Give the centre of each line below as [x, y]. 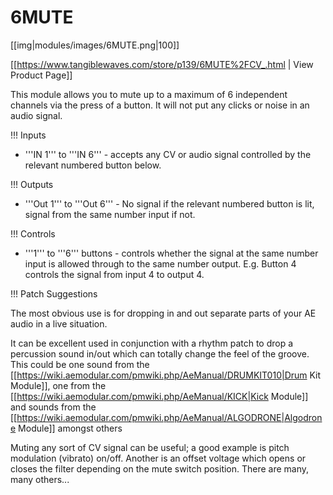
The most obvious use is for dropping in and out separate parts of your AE [163, 313]
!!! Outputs [32, 184]
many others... [40, 479]
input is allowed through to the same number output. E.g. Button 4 [160, 263]
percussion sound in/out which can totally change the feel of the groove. [160, 353]
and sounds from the [53, 407]
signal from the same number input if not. [110, 214]
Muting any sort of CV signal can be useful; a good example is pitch [150, 447]
